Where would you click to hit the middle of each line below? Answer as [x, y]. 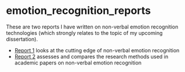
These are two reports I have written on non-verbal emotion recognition [92, 27]
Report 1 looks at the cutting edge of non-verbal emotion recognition [97, 50]
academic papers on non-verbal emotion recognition [78, 63]
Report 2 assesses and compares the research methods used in [91, 56]
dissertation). [22, 39]
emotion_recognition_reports [78, 11]
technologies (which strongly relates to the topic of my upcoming [84, 33]
